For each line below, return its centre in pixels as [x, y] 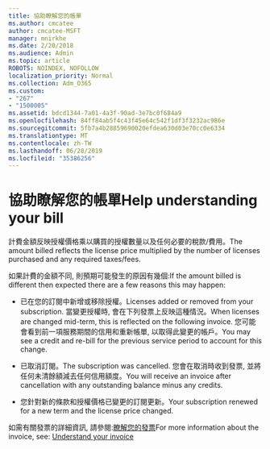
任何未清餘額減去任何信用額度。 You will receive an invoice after [126, 376]
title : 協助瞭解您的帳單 [45, 16]
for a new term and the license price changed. [97, 411]
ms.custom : [27, 91]
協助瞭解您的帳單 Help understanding [133, 200]
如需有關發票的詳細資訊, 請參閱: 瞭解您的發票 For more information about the [134, 427]
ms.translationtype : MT [48, 135]
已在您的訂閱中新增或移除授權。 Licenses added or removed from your [137, 301]
